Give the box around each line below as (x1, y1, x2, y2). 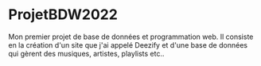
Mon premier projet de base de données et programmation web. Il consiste (8, 32, 254, 41)
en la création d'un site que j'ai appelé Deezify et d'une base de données (8, 40, 248, 49)
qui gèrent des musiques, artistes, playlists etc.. (8, 49, 165, 58)
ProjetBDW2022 (8, 6, 118, 24)
